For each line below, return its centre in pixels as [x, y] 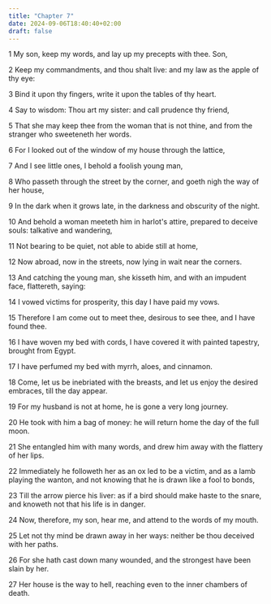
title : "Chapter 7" [41, 16]
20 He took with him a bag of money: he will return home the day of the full [134, 423]
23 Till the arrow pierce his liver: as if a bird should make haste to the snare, [135, 496]
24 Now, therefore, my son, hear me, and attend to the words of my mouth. [133, 520]
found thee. [28, 327]
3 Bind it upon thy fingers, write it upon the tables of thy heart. [112, 94]
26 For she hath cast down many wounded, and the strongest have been [130, 560]
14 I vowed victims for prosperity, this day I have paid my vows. [114, 302]
